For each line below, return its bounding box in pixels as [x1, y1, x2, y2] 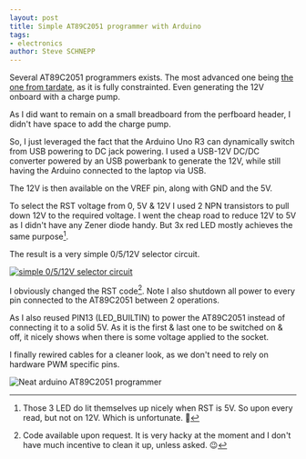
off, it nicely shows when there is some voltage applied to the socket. [9, 332, 270, 343]
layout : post [9, 13, 59, 23]
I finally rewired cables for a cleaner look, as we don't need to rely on [9, 349, 269, 360]
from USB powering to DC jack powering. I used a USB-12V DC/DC [9, 146, 260, 157]
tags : [9, 30, 30, 39]
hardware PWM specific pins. [9, 359, 120, 370]
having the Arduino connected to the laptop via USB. [9, 165, 207, 176]
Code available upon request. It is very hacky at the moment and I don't [22, 430, 291, 441]
